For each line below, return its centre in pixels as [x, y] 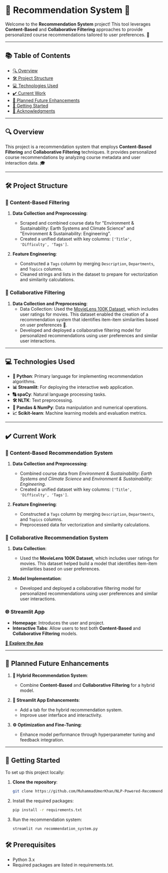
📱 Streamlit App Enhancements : [46, 700]
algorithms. [24, 382]
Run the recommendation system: [47, 819]
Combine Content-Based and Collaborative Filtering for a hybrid [87, 685]
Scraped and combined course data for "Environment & [77, 223]
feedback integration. [42, 740]
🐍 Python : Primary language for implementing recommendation [78, 376]
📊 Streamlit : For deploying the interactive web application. [73, 387]
